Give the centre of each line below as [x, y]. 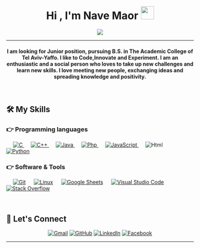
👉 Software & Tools [36, 167]
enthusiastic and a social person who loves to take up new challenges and [100, 64]
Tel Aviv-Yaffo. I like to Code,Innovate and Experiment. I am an [100, 57]
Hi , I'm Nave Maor [92, 16]
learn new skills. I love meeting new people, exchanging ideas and [100, 70]
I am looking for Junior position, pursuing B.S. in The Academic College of [100, 51]
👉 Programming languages [47, 129]
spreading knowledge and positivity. [100, 76]
